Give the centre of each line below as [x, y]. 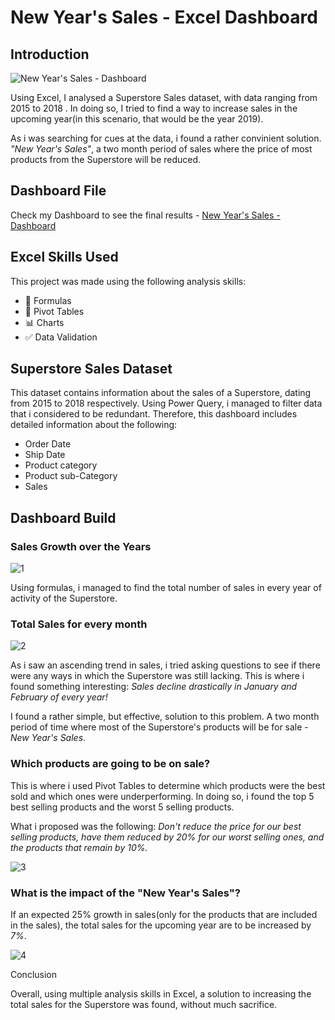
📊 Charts [44, 322]
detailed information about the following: [94, 425]
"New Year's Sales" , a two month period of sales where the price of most [161, 149]
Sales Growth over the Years [81, 546]
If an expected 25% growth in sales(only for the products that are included [164, 915]
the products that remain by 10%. [79, 847]
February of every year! [59, 697]
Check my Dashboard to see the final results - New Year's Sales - [145, 215]
